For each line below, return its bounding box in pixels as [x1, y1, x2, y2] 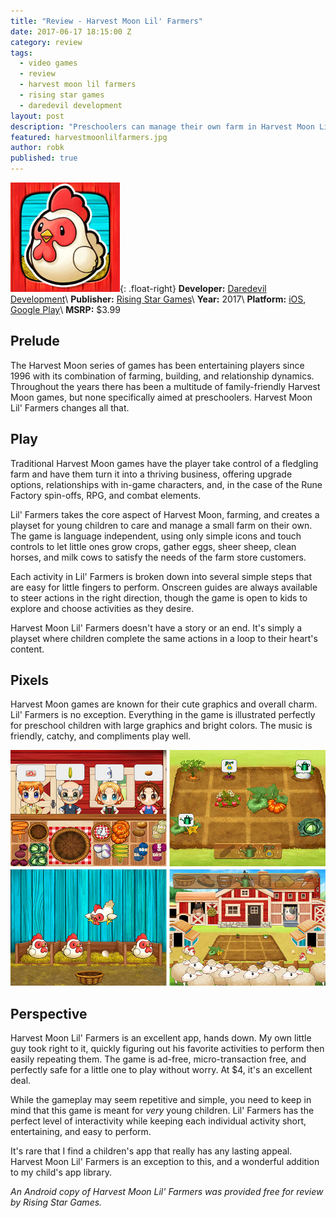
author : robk [10, 143, 65, 153]
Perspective [10, 1005, 88, 1022]
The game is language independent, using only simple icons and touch [10, 530, 302, 542]
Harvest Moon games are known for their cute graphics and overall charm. [10, 698, 318, 710]
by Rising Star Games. [10, 1196, 103, 1209]
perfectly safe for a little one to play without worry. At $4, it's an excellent [10, 1064, 313, 1076]
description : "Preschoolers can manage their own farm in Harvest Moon [10, 121, 315, 132]
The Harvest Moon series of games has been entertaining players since [10, 359, 305, 371]
